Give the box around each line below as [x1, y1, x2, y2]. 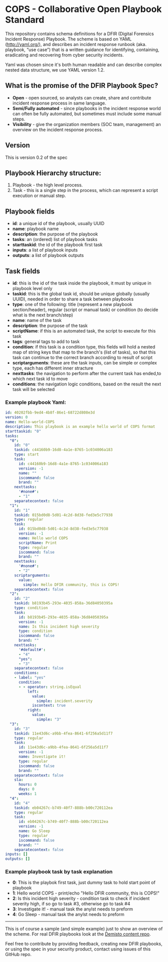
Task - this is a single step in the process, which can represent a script [12, 187, 158, 193]
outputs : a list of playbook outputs [12, 252, 84, 258]
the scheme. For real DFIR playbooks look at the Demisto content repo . [5, 931, 151, 937]
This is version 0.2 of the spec [5, 154, 67, 160]
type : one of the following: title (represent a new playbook [12, 301, 132, 307]
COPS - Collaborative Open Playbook [5, 3, 162, 15]
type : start [14, 452, 39, 457]
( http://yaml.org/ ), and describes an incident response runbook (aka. [5, 41, 146, 47]
